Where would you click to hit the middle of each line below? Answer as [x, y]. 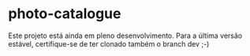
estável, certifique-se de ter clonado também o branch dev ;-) [109, 43]
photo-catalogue [65, 14]
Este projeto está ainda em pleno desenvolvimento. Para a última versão [125, 35]
